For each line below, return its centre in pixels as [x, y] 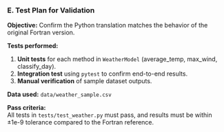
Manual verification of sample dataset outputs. [84, 81]
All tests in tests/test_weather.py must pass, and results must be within [110, 115]
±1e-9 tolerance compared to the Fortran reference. [81, 122]
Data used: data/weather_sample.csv [59, 94]
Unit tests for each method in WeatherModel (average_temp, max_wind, [117, 59]
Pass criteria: [27, 108]
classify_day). [37, 67]
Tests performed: [33, 46]
